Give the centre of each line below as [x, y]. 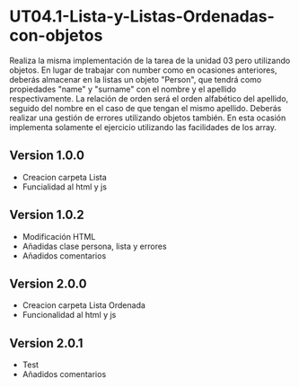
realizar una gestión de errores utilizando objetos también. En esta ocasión [148, 118]
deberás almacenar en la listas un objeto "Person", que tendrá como [136, 79]
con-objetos [56, 35]
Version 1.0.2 [47, 215]
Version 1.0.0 [47, 156]
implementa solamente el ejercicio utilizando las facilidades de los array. [143, 127]
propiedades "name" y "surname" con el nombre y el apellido [123, 89]
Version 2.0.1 [46, 343]
